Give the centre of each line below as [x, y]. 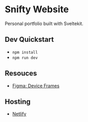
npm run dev [25, 58]
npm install [25, 52]
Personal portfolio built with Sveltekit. [44, 23]
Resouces [21, 73]
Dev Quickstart [29, 40]
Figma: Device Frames [36, 86]
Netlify [19, 114]
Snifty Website [37, 9]
